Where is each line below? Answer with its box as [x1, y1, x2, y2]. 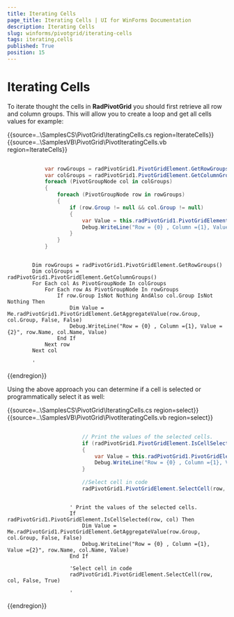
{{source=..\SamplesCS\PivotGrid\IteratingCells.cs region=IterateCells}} [7, 130, 214, 139]
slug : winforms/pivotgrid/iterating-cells [7, 29, 132, 37]
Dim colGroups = [32, 268, 79, 275]
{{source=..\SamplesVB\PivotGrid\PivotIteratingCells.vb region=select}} [7, 413, 214, 422]
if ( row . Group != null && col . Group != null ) [69, 204, 204, 211]
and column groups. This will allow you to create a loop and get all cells [7, 109, 212, 118]
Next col [32, 347, 58, 354]
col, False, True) [7, 577, 61, 584]
